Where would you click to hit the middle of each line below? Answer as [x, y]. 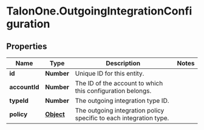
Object [55, 114]
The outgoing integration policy [120, 110]
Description [123, 63]
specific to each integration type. [122, 118]
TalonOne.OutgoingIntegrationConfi [99, 11]
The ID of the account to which [119, 83]
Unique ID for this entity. [110, 73]
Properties [27, 46]
